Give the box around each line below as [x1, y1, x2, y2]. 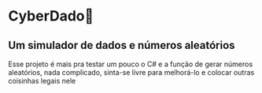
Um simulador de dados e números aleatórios [8, 39, 235, 52]
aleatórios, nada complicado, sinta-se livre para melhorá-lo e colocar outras [8, 68, 255, 77]
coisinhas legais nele [8, 76, 76, 85]
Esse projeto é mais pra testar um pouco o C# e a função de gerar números [8, 59, 253, 69]
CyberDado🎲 [8, 7, 94, 25]
